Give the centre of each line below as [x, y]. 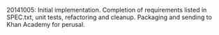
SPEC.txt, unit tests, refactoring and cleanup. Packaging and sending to [109, 17]
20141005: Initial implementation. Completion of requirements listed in [107, 10]
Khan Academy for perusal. [46, 24]
